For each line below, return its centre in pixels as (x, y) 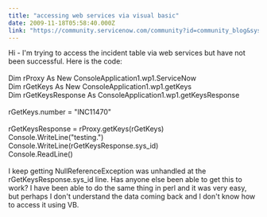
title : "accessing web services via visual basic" (94, 15)
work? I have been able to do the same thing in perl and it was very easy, (128, 188)
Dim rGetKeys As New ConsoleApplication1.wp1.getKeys (100, 87)
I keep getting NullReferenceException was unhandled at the (107, 171)
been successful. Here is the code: (66, 61)
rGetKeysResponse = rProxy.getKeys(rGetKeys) (86, 129)
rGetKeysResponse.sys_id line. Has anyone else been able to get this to (125, 180)
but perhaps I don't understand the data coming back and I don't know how (132, 196)
